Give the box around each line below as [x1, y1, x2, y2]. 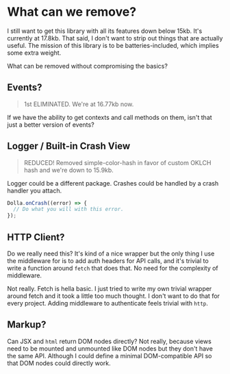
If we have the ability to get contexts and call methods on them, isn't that [7, 113, 212, 121]
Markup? [7, 319, 47, 331]
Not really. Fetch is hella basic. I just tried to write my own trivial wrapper [7, 285, 212, 292]
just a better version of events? [7, 121, 94, 129]
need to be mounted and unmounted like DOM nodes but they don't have [7, 344, 214, 353]
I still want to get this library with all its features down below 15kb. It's [7, 27, 203, 35]
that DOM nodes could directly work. [7, 359, 111, 367]
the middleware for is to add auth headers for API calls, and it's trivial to [7, 257, 209, 264]
